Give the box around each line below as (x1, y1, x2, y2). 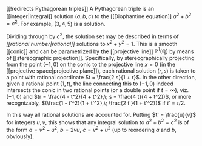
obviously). (6, 133, 35, 140)
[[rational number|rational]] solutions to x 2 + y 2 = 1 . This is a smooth (6, 39, 178, 47)
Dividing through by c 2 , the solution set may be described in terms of (6, 32, 179, 40)
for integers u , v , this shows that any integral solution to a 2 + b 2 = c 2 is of (6, 118, 189, 126)
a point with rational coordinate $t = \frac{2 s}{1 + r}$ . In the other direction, (6, 74, 197, 81)
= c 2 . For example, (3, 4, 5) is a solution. (6, 19, 106, 27)
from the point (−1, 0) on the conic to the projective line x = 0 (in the (6, 61, 176, 68)
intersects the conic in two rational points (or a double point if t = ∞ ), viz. (6, 87, 189, 94)
